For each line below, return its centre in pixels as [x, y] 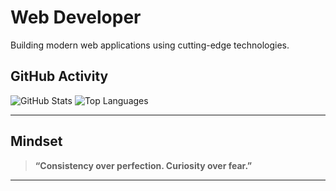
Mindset [36, 141]
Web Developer [76, 17]
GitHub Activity [59, 76]
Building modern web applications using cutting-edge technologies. [150, 45]
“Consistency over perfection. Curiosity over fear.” [143, 165]
